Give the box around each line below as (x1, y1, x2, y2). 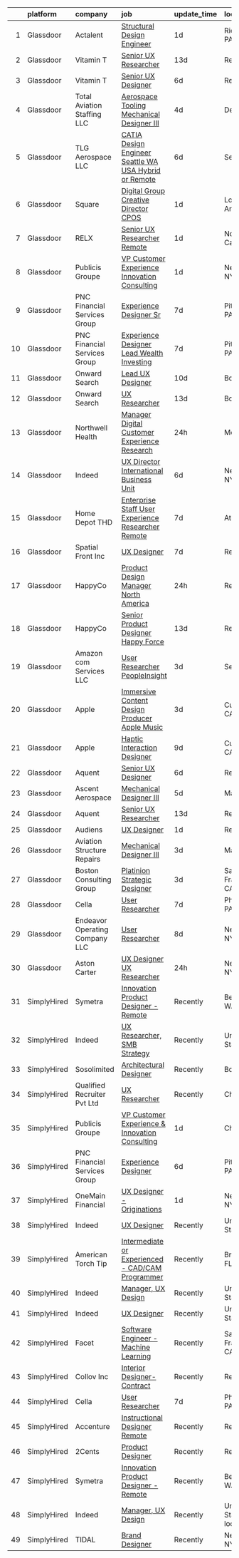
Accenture (75, 1422, 110, 1431)
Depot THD (75, 517, 112, 527)
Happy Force (121, 637, 165, 646)
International (121, 466, 164, 475)
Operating (75, 924, 109, 934)
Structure (75, 845, 107, 855)
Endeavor (75, 916, 107, 925)
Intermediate (121, 1237, 164, 1246)
